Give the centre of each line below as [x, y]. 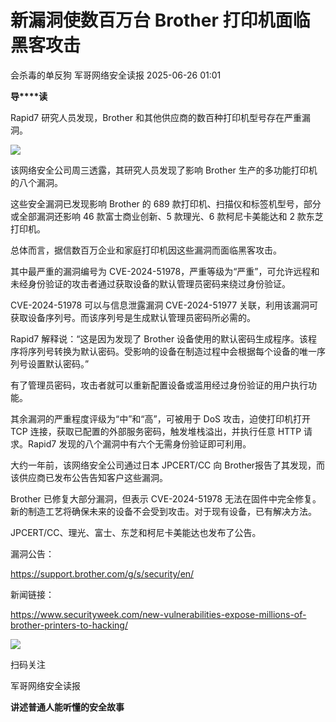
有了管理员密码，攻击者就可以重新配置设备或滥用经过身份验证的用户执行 [159, 385]
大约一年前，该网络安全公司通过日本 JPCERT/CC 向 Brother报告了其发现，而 [168, 465]
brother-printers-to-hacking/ [69, 625]
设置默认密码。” [58, 363]
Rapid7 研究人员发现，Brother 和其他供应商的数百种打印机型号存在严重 [156, 117]
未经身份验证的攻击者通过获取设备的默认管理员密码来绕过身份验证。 [150, 283]
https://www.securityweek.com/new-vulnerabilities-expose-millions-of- [158, 614]
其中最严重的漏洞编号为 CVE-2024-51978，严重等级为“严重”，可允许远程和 [165, 271]
